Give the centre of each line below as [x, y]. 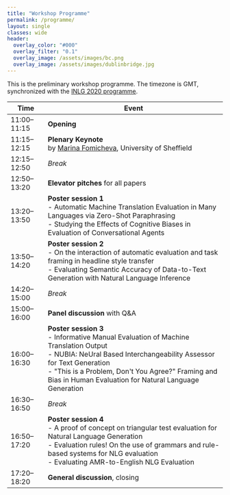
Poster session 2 [76, 244]
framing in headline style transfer [101, 261]
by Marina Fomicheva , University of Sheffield [120, 148]
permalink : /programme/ [41, 20]
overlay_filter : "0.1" [46, 52]
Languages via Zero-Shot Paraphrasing [112, 215]
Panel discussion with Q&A [92, 313]
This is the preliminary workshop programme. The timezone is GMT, [103, 84]
